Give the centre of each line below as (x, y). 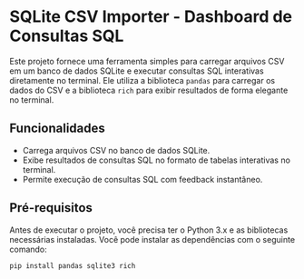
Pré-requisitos (51, 208)
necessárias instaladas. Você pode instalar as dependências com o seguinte (152, 239)
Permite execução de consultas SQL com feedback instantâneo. (142, 179)
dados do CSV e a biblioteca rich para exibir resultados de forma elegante (149, 90)
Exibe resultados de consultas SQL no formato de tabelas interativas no (156, 160)
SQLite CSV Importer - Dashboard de (151, 17)
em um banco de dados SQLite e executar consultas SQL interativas (137, 71)
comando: (28, 249)
